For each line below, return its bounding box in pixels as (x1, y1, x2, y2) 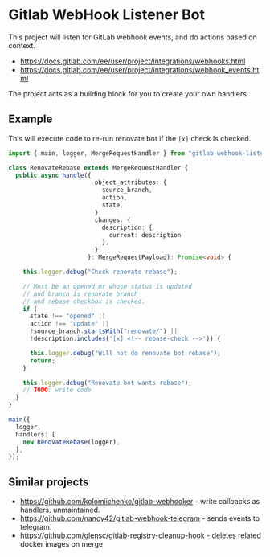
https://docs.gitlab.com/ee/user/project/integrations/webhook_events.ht (19, 64, 260, 74)
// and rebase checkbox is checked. (22, 297, 146, 305)
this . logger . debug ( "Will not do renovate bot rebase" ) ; (29, 349, 221, 357)
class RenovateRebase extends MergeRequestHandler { (8, 163, 189, 172)
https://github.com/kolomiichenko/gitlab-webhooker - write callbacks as (19, 497, 260, 506)
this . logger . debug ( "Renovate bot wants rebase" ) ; (22, 379, 193, 387)
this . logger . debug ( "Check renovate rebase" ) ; (22, 268, 178, 276)
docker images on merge (19, 539, 103, 549)
